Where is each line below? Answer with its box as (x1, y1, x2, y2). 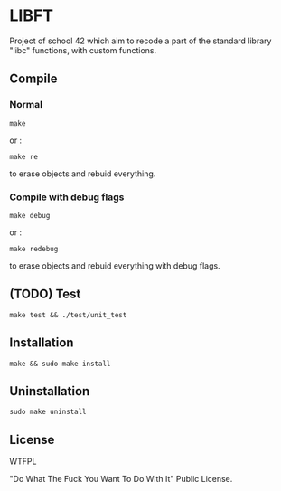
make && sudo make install (9, 359, 111, 368)
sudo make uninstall (9, 408, 88, 417)
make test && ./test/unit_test (9, 310, 127, 319)
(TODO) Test (9, 287, 81, 302)
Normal (9, 99, 43, 111)
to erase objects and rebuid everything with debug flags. (9, 260, 220, 271)
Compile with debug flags (9, 191, 125, 203)
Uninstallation (9, 383, 90, 399)
